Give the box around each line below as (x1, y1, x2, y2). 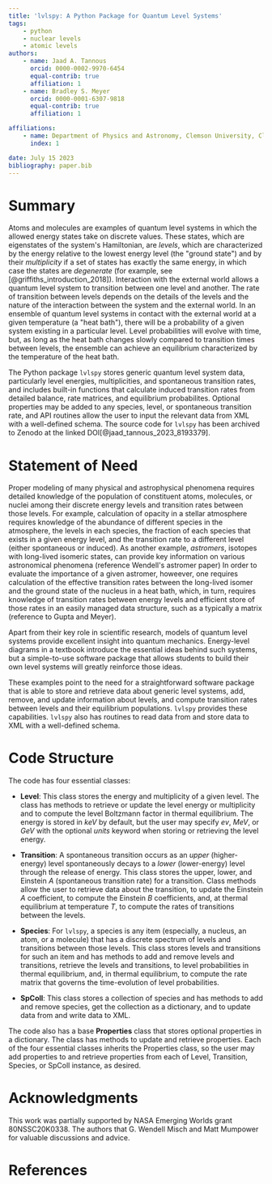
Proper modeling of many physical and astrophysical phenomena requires (8, 483, 255, 493)
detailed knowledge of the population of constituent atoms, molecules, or (8, 491, 253, 502)
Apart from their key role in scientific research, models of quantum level (8, 628, 249, 638)
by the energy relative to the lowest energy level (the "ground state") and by (8, 248, 262, 259)
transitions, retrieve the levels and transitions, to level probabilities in (19, 961, 249, 970)
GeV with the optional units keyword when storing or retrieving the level (19, 826, 259, 836)
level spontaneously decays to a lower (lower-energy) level (48, 859, 245, 868)
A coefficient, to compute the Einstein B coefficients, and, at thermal (19, 893, 249, 903)
